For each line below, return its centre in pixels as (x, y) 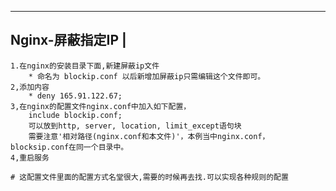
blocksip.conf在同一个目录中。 (69, 147)
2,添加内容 (30, 87)
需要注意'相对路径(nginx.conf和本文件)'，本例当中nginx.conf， (149, 136)
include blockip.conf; (75, 115)
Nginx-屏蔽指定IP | (68, 40)
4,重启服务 (30, 157)
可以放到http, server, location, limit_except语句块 (135, 126)
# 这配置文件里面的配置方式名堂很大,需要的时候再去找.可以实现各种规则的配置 (149, 177)
